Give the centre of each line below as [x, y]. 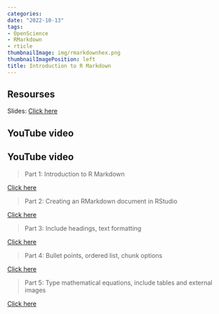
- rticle [20, 46]
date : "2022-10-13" [36, 20]
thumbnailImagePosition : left [52, 60]
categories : [25, 14]
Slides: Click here [33, 111]
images [35, 290]
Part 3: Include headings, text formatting [83, 228]
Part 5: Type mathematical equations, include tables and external [118, 282]
